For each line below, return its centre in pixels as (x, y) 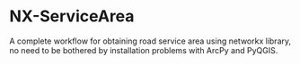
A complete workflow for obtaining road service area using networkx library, (150, 41)
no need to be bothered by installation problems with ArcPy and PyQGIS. (144, 50)
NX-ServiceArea (72, 16)
